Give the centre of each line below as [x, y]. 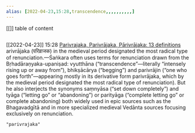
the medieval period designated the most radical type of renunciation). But [96, 82]
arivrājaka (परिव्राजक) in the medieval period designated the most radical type [97, 51]
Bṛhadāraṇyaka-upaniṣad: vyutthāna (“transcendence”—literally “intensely [96, 64]
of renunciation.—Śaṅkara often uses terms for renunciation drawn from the [97, 57]
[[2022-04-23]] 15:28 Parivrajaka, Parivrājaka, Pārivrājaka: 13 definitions [93, 45]
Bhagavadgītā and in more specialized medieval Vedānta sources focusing [96, 107]
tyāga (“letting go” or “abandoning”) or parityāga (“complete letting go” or [95, 95]
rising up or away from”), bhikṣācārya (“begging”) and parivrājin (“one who [97, 70]
